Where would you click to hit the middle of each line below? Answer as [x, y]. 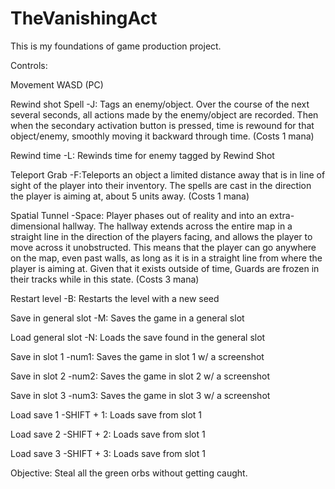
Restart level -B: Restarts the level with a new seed [115, 298]
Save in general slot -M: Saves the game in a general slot [127, 318]
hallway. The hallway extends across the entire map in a [177, 226]
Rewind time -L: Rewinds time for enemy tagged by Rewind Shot [142, 155]
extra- [282, 215]
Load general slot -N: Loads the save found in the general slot [138, 337]
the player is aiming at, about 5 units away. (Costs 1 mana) [130, 196]
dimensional [35, 226]
